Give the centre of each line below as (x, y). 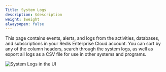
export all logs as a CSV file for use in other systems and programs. (76, 54)
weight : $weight (22, 19)
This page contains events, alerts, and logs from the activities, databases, (82, 38)
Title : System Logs (26, 10)
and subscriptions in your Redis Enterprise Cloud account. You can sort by (83, 44)
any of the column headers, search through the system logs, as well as (79, 49)
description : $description (34, 15)
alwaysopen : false (25, 24)
